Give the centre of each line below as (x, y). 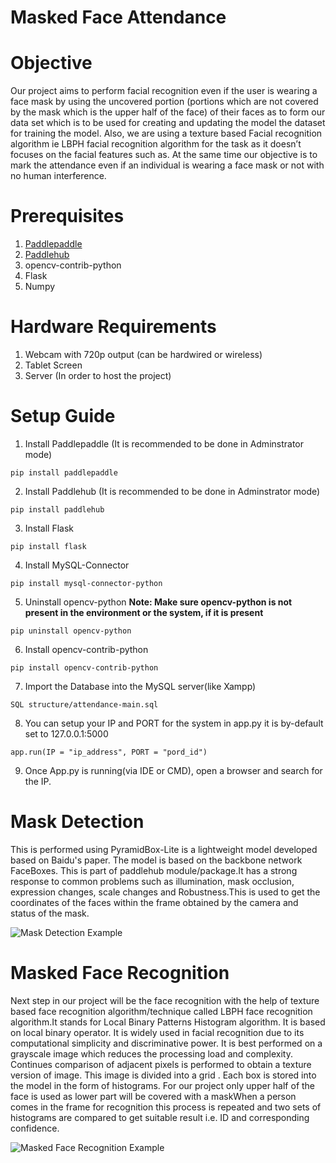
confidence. (35, 1128)
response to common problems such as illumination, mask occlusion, (152, 881)
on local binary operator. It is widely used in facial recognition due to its (157, 1032)
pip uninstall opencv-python (71, 631)
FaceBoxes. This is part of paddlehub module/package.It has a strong (154, 870)
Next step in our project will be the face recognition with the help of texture (165, 1000)
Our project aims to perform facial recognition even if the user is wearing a (164, 91)
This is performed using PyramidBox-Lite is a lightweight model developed (164, 849)
